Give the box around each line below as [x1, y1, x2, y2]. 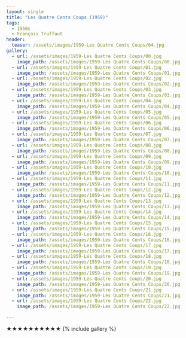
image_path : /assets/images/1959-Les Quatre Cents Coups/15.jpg [17, 226, 181, 232]
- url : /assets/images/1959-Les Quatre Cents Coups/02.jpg [11, 75, 162, 81]
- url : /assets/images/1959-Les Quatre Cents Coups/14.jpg [11, 209, 162, 215]
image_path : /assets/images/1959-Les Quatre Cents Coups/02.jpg [17, 81, 181, 87]
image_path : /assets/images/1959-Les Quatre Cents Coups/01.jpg [17, 70, 181, 76]
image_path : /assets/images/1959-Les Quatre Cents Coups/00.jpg [17, 59, 181, 65]
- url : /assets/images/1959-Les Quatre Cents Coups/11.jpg [11, 176, 162, 182]
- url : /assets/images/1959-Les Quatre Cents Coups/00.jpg [11, 53, 162, 59]
